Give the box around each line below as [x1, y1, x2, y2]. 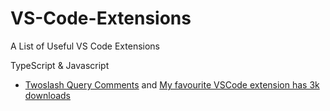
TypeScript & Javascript [10, 59, 110, 71]
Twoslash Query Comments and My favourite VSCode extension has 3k [24, 78, 320, 91]
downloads [24, 89, 71, 101]
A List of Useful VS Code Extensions [10, 40, 160, 52]
